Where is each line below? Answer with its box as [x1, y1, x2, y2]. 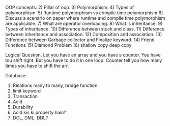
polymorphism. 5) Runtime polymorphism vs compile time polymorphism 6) [5, 10, 163, 16]
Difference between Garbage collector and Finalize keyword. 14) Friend [5, 37, 155, 43]
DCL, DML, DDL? [12, 115, 48, 121]
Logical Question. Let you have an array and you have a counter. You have [5, 52, 161, 58]
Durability [12, 104, 33, 110]
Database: [5, 73, 27, 78]
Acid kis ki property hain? [12, 109, 66, 115]
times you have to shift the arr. [5, 63, 69, 69]
